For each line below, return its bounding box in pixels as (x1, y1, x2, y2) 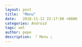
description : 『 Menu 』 (5, 35, 54, 40)
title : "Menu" (5, 12, 36, 17)
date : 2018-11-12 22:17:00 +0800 (5, 16, 78, 21)
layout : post (5, 7, 32, 12)
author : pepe (5, 30, 32, 35)
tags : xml (5, 25, 25, 30)
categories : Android (5, 21, 47, 26)
